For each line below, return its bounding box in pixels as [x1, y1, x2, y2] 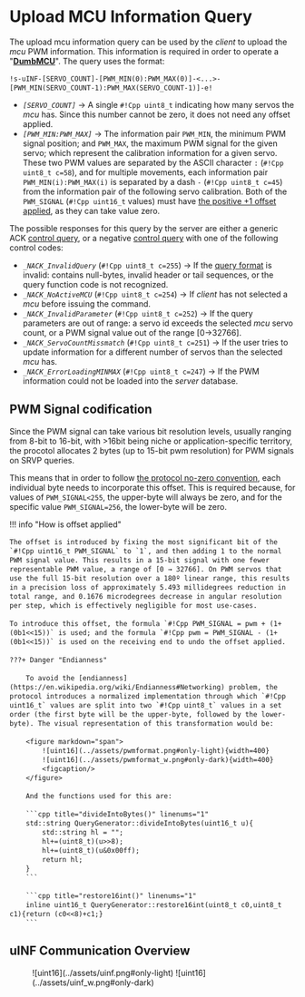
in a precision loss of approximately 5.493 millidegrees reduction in [9, 582, 286, 591]
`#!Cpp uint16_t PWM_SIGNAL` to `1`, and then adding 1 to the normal [9, 546, 282, 555]
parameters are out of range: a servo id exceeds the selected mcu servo [22, 318, 293, 328]
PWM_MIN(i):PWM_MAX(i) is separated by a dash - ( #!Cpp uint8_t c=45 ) [22, 176, 283, 187]
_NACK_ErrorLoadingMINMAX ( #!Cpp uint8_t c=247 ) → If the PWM [22, 366, 261, 376]
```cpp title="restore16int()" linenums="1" [25, 891, 197, 900]
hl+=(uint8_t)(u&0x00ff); [42, 845, 141, 855]
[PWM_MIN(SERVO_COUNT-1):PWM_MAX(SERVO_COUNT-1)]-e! [9, 83, 213, 93]
